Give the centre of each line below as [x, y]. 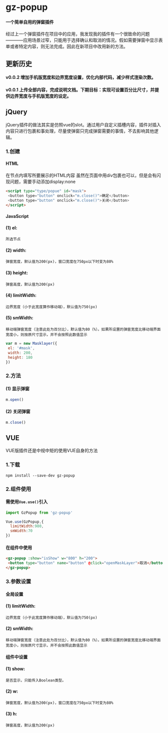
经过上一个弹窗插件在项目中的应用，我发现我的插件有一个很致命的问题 [78, 34]
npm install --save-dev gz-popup [40, 475]
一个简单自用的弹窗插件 [30, 22]
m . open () [15, 399]
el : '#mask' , [21, 348]
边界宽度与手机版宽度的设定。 [40, 96]
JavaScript [17, 216]
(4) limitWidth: [21, 295]
